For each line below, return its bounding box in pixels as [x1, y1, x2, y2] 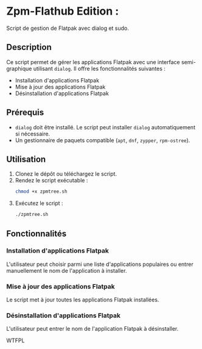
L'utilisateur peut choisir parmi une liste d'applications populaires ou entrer [6, 261, 193, 268]
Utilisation [6, 154, 46, 164]
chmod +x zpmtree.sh [15, 189, 68, 195]
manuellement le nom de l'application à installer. [6, 267, 127, 274]
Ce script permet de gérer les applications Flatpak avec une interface [6, 58, 181, 65]
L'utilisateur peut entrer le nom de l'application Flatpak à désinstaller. [6, 325, 179, 333]
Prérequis [6, 107, 44, 118]
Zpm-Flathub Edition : [6, 4, 119, 18]
